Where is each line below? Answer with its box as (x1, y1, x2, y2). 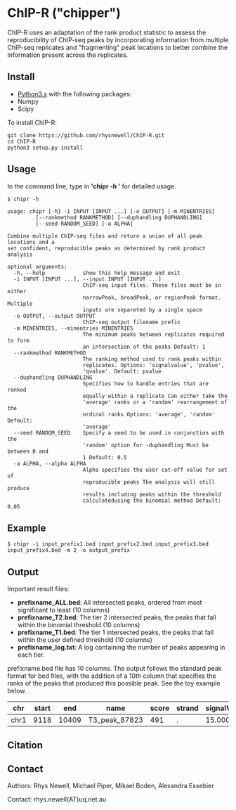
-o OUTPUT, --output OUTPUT (13, 312, 96, 319)
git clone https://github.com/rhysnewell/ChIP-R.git (7, 131, 165, 139)
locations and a (7, 238, 55, 245)
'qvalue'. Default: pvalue (82, 368, 162, 375)
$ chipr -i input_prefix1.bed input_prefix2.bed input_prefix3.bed (7, 541, 209, 548)
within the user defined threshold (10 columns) (17, 636, 153, 644)
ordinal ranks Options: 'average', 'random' (82, 411, 216, 418)
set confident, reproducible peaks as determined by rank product (7, 245, 206, 252)
